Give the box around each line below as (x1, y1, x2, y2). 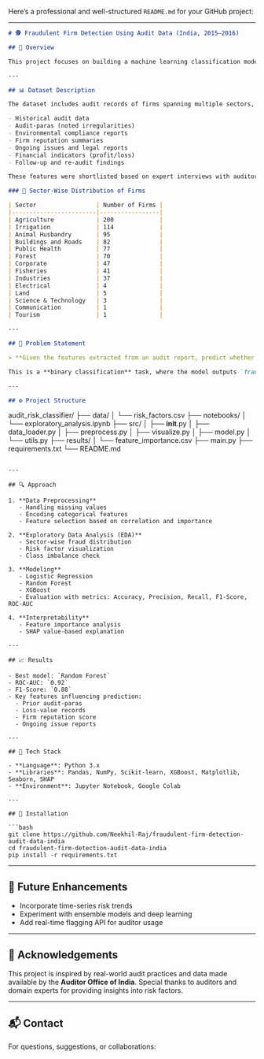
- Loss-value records (15, 707, 86, 715)
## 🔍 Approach (8, 481, 57, 489)
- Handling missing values (18, 503, 108, 511)
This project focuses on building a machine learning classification (8, 58, 241, 65)
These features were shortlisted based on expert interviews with (8, 173, 230, 180)
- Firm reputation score (15, 713, 97, 722)
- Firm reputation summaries (8, 136, 104, 144)
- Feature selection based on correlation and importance (18, 518, 213, 526)
